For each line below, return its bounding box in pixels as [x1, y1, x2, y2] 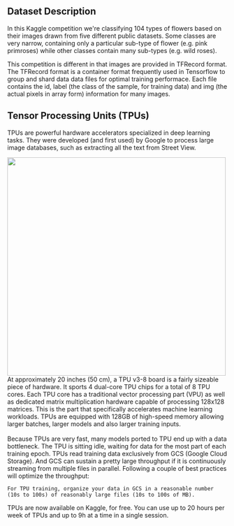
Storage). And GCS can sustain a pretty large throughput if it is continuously [7, 457, 226, 465]
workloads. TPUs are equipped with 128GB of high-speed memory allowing [7, 412, 224, 421]
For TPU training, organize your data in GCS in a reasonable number [7, 485, 214, 492]
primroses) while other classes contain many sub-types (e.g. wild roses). [7, 46, 218, 54]
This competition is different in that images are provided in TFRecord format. [7, 59, 228, 68]
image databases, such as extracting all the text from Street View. [7, 143, 196, 152]
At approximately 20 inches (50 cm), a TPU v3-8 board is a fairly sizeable [7, 375, 219, 383]
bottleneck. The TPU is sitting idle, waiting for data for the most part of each [7, 441, 226, 450]
